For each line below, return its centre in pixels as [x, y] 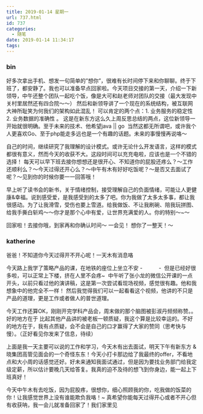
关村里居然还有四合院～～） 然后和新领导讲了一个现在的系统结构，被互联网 [100, 103]
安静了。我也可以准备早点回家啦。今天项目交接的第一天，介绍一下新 [112, 88]
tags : [13, 46]
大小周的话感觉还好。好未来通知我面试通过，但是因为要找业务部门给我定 [107, 362]
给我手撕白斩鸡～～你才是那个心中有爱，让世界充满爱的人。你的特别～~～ [98, 212]
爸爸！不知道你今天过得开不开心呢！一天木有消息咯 [70, 255]
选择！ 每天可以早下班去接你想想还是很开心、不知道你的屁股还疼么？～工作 [100, 162]
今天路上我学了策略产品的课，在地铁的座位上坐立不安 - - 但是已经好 [99, 268]
